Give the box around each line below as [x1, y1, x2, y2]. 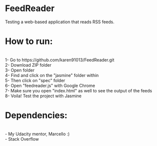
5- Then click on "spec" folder [5, 77, 65, 83]
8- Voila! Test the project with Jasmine [5, 93, 82, 99]
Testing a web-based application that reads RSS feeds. [5, 19, 114, 25]
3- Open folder [5, 67, 35, 73]
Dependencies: [5, 110, 68, 121]
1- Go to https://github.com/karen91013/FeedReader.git [5, 57, 114, 63]
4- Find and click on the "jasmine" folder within [5, 72, 99, 78]
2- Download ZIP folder [5, 62, 52, 68]
